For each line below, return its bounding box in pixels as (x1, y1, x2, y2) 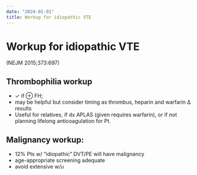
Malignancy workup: (6, 135, 84, 145)
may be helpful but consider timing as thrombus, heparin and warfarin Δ (14, 98, 191, 106)
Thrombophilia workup (6, 77, 93, 87)
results (14, 105, 32, 112)
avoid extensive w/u (14, 163, 64, 170)
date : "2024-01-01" (6, 8, 55, 15)
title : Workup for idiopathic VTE (6, 14, 92, 20)
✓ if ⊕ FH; (14, 93, 43, 100)
